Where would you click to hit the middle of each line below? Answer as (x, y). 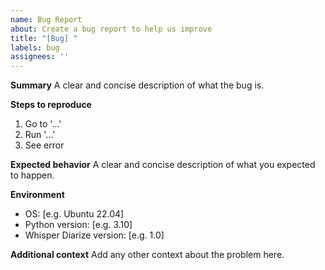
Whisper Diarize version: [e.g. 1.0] (94, 235)
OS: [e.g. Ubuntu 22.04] (74, 214)
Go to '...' (43, 124)
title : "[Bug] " (44, 38)
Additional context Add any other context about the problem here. (147, 255)
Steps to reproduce (51, 105)
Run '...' (40, 135)
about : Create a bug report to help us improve (111, 29)
